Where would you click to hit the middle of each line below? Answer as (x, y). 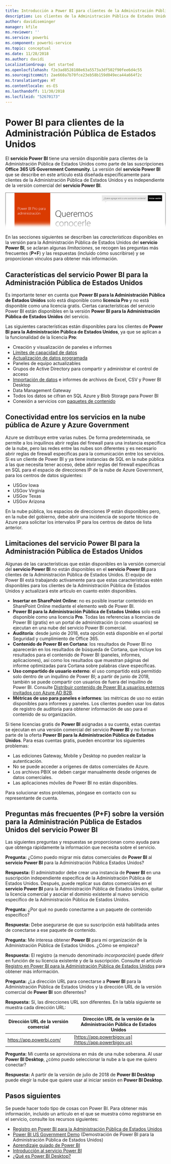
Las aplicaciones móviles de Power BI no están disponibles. (75, 783)
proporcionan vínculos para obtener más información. (62, 259)
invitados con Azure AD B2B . (43, 692)
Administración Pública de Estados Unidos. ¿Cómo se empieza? (72, 946)
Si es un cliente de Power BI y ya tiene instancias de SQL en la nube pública (85, 459)
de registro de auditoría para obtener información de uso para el (80, 709)
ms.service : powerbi (27, 38)
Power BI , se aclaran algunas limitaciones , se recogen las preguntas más (82, 248)
